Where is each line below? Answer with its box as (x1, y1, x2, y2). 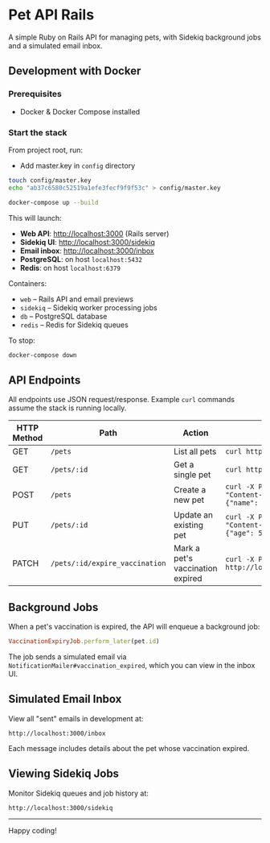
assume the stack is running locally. (8, 403, 127, 413)
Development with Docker (8, 64, 141, 78)
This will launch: (8, 213, 62, 222)
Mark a (174, 542, 201, 554)
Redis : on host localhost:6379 (19, 263, 121, 272)
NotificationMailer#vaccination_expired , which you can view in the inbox (8, 660, 256, 670)
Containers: (8, 278, 47, 288)
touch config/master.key (8, 176, 92, 185)
